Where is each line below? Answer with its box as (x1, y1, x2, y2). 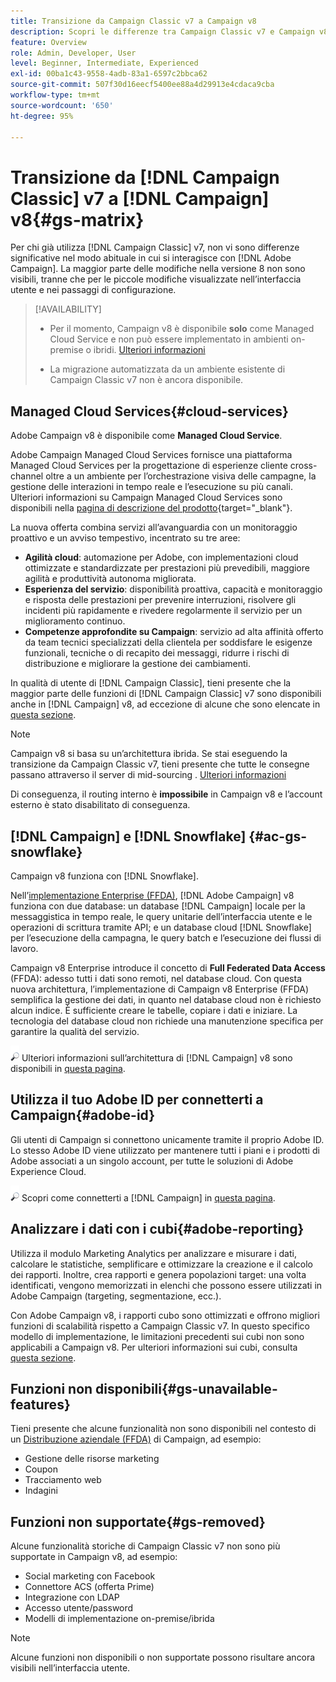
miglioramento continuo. (24, 615, 126, 627)
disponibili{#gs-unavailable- (95, 1380, 278, 1397)
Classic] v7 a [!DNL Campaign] (10, 187, 270, 210)
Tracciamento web (24, 1474, 102, 1486)
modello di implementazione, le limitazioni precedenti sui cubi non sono (10, 1330, 305, 1342)
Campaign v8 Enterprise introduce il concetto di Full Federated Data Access (10, 961, 326, 974)
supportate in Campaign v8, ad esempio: (10, 1551, 178, 1563)
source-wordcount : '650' (10, 100, 114, 110)
